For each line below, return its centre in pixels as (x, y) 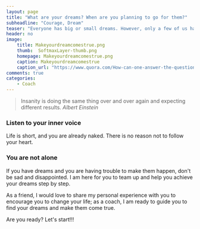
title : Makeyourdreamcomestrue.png (61, 45)
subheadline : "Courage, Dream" (45, 23)
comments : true (25, 73)
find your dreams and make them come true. (61, 207)
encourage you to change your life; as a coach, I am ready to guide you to (97, 201)
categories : (21, 78)
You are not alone (32, 158)
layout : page (22, 12)
